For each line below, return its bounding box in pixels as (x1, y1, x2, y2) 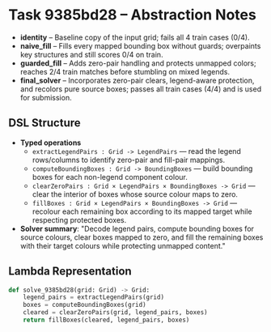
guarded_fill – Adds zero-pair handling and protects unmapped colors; (19, 58, 256, 68)
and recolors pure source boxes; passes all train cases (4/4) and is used (19, 83, 261, 94)
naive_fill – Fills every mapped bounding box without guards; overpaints (19, 40, 261, 50)
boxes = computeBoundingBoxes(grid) (23, 301, 147, 309)
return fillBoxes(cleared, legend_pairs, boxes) (23, 316, 190, 325)
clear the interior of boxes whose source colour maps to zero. (32, 189, 239, 199)
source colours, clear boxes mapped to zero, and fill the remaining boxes (19, 232, 264, 242)
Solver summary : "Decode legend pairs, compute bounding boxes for (19, 223, 255, 233)
